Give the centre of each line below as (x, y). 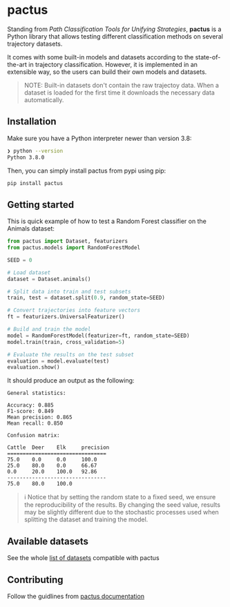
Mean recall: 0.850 (35, 423)
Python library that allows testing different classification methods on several (115, 36)
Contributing (35, 580)
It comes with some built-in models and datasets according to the (100, 57)
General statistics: (37, 393)
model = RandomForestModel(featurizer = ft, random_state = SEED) (98, 336)
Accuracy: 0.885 (30, 405)
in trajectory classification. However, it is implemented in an (113, 64)
